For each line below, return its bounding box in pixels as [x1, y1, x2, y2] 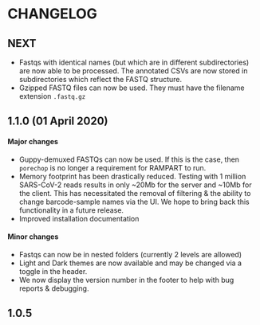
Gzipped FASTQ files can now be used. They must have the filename [18, 83, 245, 92]
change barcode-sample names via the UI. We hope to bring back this [18, 197, 250, 206]
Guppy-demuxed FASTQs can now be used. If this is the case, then [18, 155, 240, 164]
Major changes [7, 136, 59, 146]
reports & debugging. [18, 284, 89, 293]
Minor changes [7, 232, 59, 241]
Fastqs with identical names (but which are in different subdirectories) [18, 57, 250, 67]
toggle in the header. [18, 266, 88, 276]
